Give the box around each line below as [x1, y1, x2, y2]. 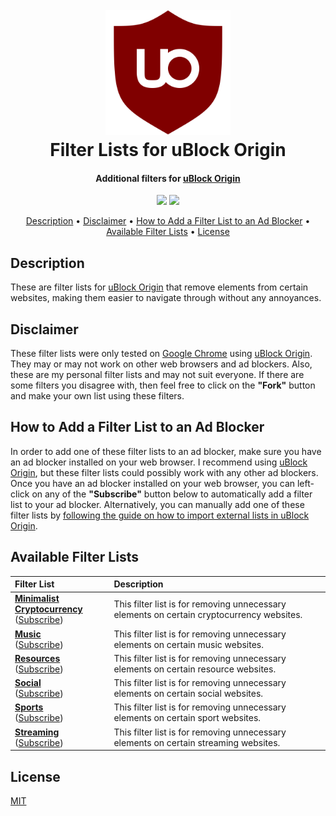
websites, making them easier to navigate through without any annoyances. [10, 292, 322, 304]
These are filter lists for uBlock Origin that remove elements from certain [10, 281, 309, 293]
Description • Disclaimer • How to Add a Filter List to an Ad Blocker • [25, 215, 311, 227]
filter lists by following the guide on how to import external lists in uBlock [10, 509, 310, 521]
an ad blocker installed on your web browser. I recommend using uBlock [10, 456, 308, 468]
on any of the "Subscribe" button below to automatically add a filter [31, 488, 313, 500]
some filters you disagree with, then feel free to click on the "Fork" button [10, 379, 316, 392]
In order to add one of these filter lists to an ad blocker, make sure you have [10, 445, 322, 457]
